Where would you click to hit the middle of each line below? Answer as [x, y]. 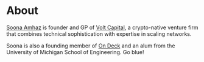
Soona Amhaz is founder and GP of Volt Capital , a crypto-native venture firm [102, 27]
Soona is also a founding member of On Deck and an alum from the [91, 46]
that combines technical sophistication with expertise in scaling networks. [99, 33]
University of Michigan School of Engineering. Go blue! [75, 52]
